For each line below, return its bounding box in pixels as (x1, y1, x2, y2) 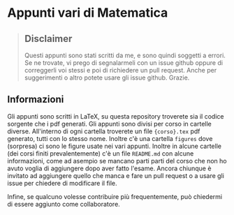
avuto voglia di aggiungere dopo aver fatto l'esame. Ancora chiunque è (7, 164, 212, 172)
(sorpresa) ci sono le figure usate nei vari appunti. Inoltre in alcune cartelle (7, 142, 222, 150)
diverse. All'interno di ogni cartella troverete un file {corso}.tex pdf (7, 127, 200, 135)
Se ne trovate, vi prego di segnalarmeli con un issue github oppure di (24, 59, 224, 67)
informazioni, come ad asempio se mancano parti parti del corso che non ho (7, 156, 227, 165)
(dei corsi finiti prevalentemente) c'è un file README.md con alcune (7, 149, 194, 158)
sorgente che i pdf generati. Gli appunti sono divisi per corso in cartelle (7, 119, 212, 128)
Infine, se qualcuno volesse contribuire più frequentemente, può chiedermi (7, 192, 222, 200)
